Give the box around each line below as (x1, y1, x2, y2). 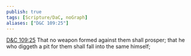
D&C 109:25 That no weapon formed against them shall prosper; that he (6, 37, 186, 44)
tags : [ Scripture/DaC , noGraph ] (6, 14, 88, 20)
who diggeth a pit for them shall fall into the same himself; (6, 43, 151, 50)
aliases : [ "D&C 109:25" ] (6, 20, 69, 26)
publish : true (6, 8, 42, 15)
